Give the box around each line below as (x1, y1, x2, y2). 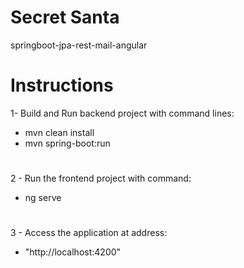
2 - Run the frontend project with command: (10, 172, 192, 185)
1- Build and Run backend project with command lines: (10, 107, 235, 119)
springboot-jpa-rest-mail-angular (10, 39, 148, 51)
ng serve (24, 192, 62, 204)
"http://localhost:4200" (24, 246, 122, 258)
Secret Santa (10, 6, 120, 29)
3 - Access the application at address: (10, 227, 168, 239)
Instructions (10, 74, 114, 97)
